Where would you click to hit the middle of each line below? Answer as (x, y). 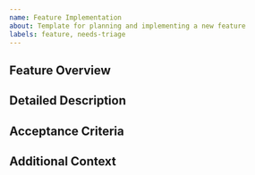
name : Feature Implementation (66, 17)
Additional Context (63, 161)
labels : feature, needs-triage (68, 34)
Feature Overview (60, 70)
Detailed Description (68, 100)
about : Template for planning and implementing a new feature (127, 26)
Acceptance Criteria (67, 131)
